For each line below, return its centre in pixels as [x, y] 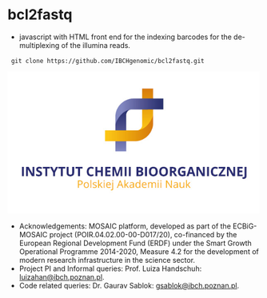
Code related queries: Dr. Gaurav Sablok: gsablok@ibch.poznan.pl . [129, 286]
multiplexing [39, 45]
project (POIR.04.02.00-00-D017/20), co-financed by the [143, 235]
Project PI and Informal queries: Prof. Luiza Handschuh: [110, 268]
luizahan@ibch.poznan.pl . [62, 277]
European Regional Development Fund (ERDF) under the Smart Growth [135, 243]
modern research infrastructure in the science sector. [107, 260]
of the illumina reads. [96, 45]
